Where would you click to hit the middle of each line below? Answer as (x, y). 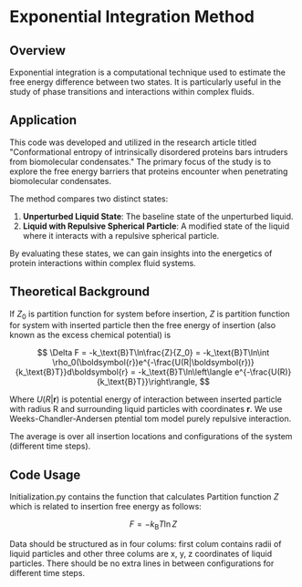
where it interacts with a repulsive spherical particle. (121, 235)
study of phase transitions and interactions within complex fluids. (132, 92)
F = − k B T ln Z (153, 525)
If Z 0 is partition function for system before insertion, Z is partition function (150, 314)
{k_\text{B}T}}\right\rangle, (147, 382)
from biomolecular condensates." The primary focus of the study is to (141, 161)
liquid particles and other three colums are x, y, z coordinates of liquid (141, 554)
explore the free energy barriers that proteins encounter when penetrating (149, 171)
